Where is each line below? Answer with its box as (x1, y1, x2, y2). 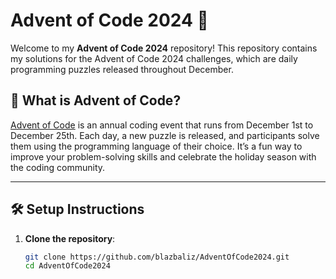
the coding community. (10, 161, 106, 173)
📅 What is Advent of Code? (10, 92, 182, 109)
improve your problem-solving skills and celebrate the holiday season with (10, 150, 317, 163)
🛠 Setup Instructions (10, 201, 145, 218)
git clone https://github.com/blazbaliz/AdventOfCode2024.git (24, 252, 290, 262)
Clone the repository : (24, 232, 116, 244)
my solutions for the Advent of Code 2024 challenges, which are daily (10, 52, 298, 64)
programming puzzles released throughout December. (10, 63, 234, 75)
